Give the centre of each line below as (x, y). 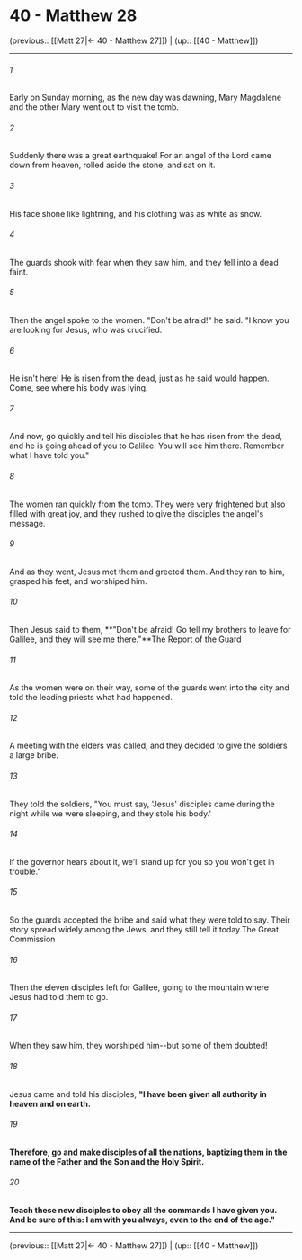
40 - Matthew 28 (73, 16)
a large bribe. (34, 755)
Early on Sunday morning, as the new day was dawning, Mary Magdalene (145, 98)
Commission (32, 939)
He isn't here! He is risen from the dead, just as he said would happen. (139, 378)
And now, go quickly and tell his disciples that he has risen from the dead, (146, 436)
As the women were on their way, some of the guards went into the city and (149, 688)
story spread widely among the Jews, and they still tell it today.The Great (144, 929)
